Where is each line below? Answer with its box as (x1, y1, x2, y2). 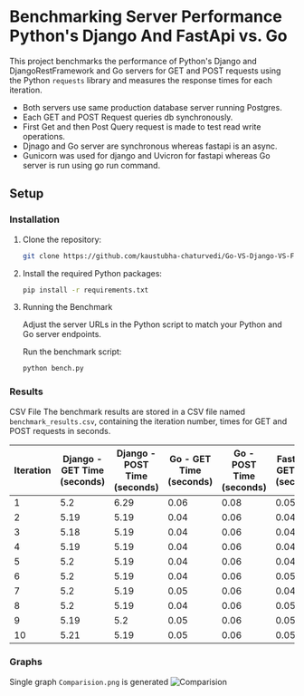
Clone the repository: (22, 234, 102, 245)
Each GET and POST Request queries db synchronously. (22, 111, 233, 122)
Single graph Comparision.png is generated (9, 676, 169, 687)
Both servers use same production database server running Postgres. (22, 101, 282, 112)
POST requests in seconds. (9, 425, 111, 436)
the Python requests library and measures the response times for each (9, 74, 273, 85)
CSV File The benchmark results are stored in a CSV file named (9, 406, 246, 417)
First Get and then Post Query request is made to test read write (22, 121, 261, 132)
